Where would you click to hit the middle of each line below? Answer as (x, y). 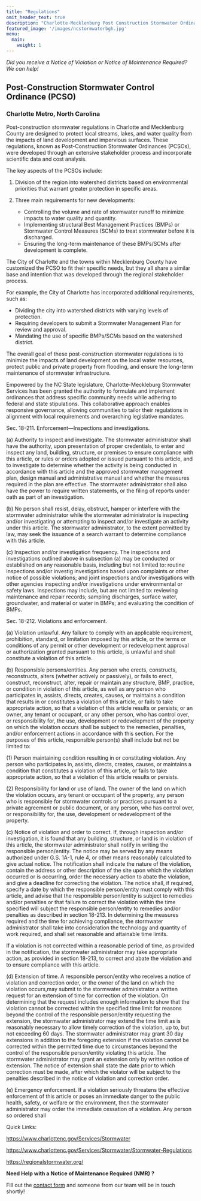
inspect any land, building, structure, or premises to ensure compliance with (100, 452)
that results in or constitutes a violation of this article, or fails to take (90, 702)
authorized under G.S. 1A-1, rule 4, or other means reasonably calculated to (99, 857)
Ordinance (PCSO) (41, 97)
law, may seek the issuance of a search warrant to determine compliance (96, 534)
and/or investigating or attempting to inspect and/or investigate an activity (98, 521)
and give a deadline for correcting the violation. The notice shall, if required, (100, 883)
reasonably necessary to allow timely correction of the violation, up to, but (98, 1027)
